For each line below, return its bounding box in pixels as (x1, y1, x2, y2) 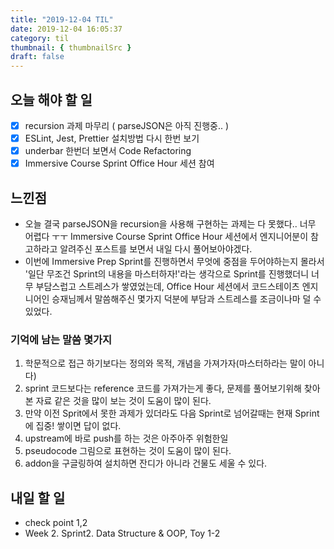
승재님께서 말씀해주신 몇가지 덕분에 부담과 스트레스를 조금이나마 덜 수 (51, 293, 322, 305)
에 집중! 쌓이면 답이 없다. (24, 420, 122, 432)
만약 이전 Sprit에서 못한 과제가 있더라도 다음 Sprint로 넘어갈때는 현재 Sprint (24, 407, 320, 420)
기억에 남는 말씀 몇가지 (10, 332, 113, 346)
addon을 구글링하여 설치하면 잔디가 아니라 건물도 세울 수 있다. (24, 457, 268, 470)
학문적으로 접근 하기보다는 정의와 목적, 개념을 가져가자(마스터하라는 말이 (24, 357, 307, 370)
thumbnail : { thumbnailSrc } (10, 42, 132, 53)
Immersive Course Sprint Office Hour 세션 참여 (24, 157, 215, 170)
